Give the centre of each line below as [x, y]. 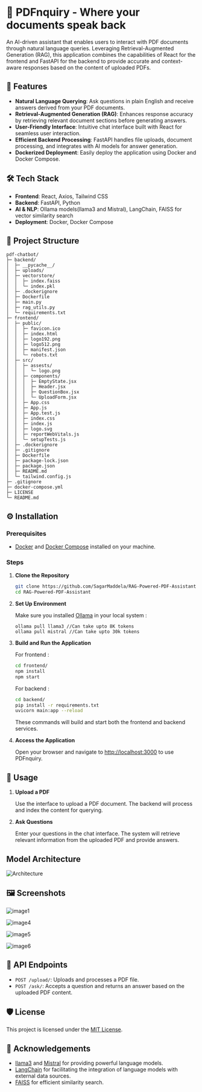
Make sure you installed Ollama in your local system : [81, 615]
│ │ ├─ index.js [29, 424]
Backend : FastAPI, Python [47, 202]
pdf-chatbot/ [23, 255]
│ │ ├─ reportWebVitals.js [43, 434]
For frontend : [32, 655]
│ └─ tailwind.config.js [39, 477]
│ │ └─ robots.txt [32, 355]
